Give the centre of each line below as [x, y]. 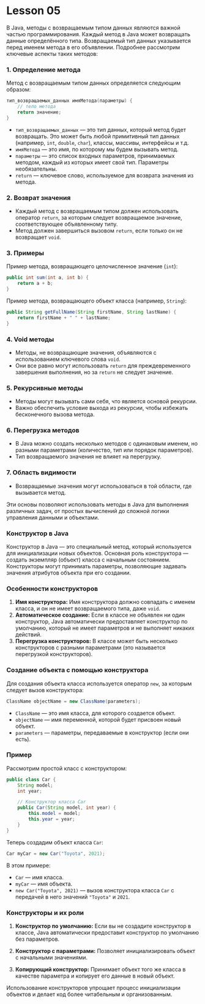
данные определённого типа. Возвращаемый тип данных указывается [99, 41]
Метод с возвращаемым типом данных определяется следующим [94, 83]
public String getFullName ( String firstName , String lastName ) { [91, 312]
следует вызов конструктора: [45, 690]
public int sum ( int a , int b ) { [47, 278]
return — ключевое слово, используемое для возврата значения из [104, 175]
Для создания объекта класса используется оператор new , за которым [99, 683]
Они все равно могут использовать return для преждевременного [103, 365]
